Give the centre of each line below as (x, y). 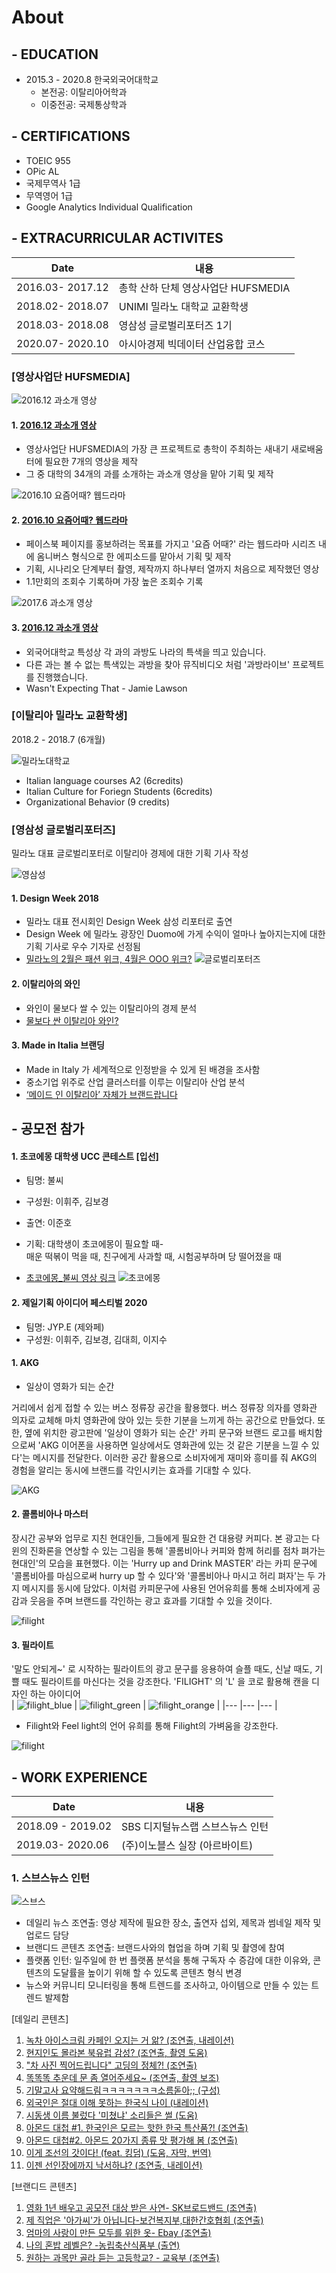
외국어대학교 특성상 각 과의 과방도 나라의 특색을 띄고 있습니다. (146, 652)
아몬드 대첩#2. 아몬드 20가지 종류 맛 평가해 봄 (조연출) (131, 2140)
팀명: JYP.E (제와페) (65, 1327)
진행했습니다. (62, 677)
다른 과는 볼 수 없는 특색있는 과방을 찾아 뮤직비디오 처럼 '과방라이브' (158, 664)
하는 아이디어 (55, 1694)
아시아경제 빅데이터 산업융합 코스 (192, 344)
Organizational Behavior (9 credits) (98, 802)
